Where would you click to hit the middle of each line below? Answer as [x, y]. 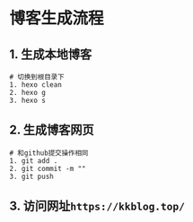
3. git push [31, 176]
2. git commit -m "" [48, 168]
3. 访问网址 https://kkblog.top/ [97, 206]
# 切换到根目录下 [37, 77]
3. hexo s [28, 100]
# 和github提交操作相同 [49, 153]
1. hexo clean [36, 85]
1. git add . [34, 161]
